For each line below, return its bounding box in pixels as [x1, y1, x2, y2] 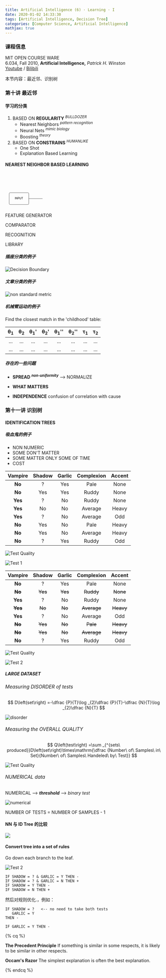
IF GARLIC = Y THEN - [5, 924, 50, 929]
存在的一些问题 [5, 360, 36, 366]
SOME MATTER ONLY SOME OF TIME [12, 455, 91, 461]
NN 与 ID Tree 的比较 [5, 821, 48, 827]
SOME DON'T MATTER [12, 450, 60, 456]
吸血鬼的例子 [5, 431, 31, 437]
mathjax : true [5, 26, 35, 31]
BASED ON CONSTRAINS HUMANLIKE [12, 139, 89, 145]
